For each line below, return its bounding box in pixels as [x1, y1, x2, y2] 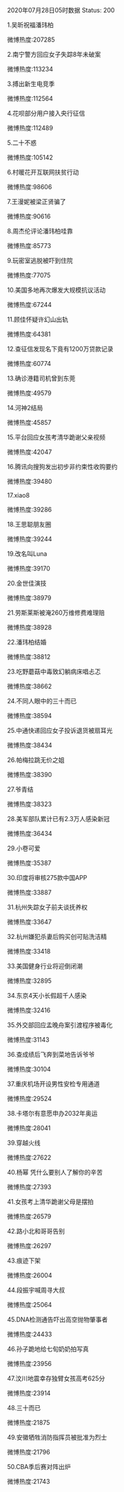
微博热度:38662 [7, 682, 52, 690]
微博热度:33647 [7, 918, 52, 926]
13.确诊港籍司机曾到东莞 [7, 374, 76, 383]
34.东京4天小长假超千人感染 [7, 992, 87, 999]
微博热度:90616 [7, 212, 51, 220]
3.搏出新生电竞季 [7, 80, 55, 88]
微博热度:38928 [7, 623, 52, 631]
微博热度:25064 [7, 1301, 52, 1308]
